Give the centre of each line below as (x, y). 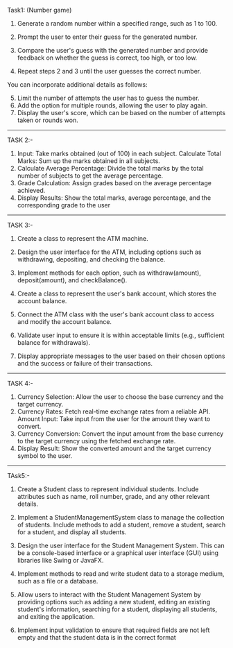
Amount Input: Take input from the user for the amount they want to (114, 419)
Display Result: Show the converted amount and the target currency (114, 448)
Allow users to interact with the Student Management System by (109, 595)
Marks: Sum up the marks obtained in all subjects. (89, 161)
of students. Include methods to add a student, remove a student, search (121, 525)
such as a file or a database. (58, 581)
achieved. (31, 190)
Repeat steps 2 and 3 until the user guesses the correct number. (109, 71)
